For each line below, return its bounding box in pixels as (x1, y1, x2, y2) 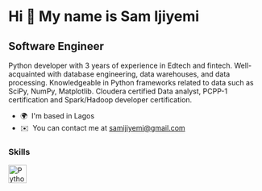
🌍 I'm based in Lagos (19, 111, 95, 120)
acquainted (8, 69, 46, 79)
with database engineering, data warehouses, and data (47, 69, 231, 79)
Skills (8, 146, 31, 157)
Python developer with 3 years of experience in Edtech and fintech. (8, 60, 233, 70)
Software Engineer (8, 39, 105, 53)
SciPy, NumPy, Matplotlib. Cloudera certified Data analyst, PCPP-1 (8, 86, 228, 96)
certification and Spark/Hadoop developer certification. (8, 95, 193, 104)
